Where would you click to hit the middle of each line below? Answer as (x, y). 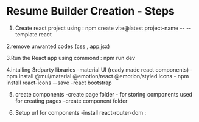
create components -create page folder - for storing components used (104, 94)
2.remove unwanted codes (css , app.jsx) (58, 46)
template (26, 34)
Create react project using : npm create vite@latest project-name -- (100, 28)
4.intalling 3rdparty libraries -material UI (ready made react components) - (100, 69)
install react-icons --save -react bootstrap (59, 83)
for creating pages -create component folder (71, 101)
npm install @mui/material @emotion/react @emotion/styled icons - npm (98, 76)
